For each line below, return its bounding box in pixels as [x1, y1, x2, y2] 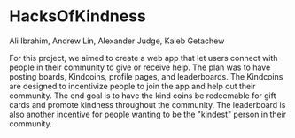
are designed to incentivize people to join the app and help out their [9, 80, 256, 91]
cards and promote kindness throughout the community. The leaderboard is [9, 99, 286, 110]
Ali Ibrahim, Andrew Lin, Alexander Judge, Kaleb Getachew [9, 35, 225, 46]
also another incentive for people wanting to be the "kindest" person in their [9, 109, 287, 119]
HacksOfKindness [9, 6, 146, 27]
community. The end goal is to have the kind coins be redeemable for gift [9, 90, 276, 101]
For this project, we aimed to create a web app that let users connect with [9, 52, 278, 63]
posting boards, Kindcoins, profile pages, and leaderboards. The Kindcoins [9, 71, 283, 81]
